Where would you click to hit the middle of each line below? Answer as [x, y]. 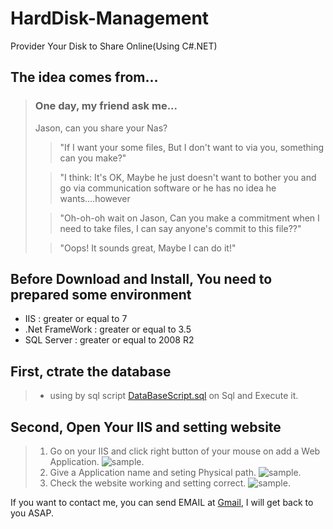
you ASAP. [32, 513]
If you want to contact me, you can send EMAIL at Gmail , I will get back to [162, 503]
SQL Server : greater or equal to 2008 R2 [109, 340]
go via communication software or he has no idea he [168, 188]
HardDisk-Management [110, 18]
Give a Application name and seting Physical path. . [175, 473]
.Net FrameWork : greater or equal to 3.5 [108, 329]
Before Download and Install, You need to [141, 279]
